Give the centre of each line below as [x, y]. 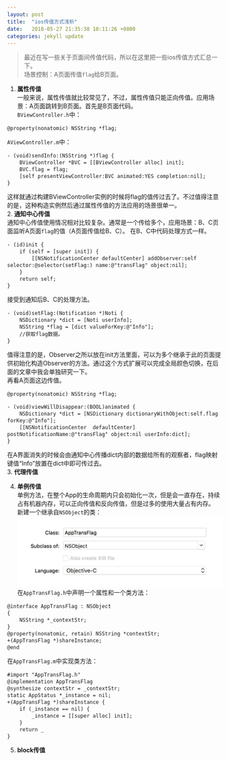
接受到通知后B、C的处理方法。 [50, 300]
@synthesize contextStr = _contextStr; [64, 688]
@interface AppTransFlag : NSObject [59, 606]
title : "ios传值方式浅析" [42, 22]
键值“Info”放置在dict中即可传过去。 [56, 464]
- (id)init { [26, 245]
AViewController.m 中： [39, 142]
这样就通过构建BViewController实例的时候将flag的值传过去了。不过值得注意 [113, 197]
